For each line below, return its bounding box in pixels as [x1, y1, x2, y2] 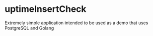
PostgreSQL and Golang [4, 25, 54, 31]
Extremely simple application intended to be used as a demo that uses [4, 20, 149, 26]
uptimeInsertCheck [4, 3, 86, 15]
